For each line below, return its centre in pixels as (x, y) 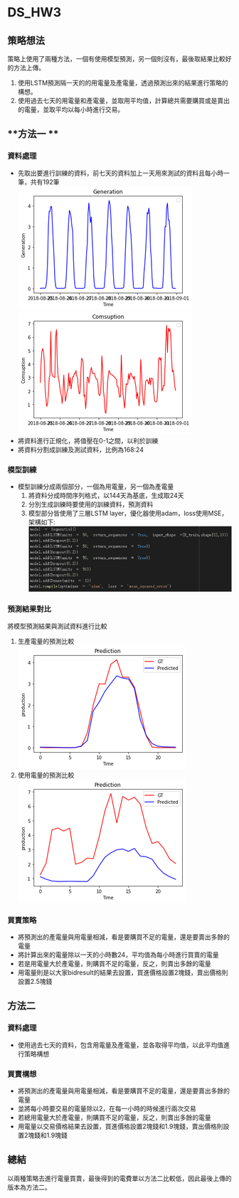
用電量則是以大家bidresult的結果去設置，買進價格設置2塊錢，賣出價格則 (123, 972)
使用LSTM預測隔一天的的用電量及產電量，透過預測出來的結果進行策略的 (123, 83)
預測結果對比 (30, 609)
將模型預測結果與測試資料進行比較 (57, 626)
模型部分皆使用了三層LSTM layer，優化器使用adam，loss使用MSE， (128, 513)
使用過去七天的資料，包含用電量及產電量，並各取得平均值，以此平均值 (121, 1045)
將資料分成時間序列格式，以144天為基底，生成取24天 (106, 495)
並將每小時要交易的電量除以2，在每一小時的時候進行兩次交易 (107, 1108)
